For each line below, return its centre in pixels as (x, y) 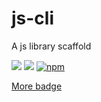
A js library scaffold (51, 46)
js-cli (33, 18)
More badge (37, 86)
